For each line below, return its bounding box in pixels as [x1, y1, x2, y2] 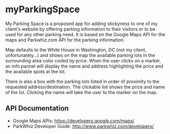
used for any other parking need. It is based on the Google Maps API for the [5, 31, 165, 37]
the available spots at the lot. [5, 68, 66, 75]
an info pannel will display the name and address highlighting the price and [5, 63, 163, 69]
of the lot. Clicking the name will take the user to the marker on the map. [5, 89, 158, 95]
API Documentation [5, 104, 69, 113]
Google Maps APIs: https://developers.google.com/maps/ [12, 118, 135, 124]
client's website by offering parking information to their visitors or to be [5, 26, 156, 32]
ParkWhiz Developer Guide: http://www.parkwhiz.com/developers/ [12, 123, 154, 129]
